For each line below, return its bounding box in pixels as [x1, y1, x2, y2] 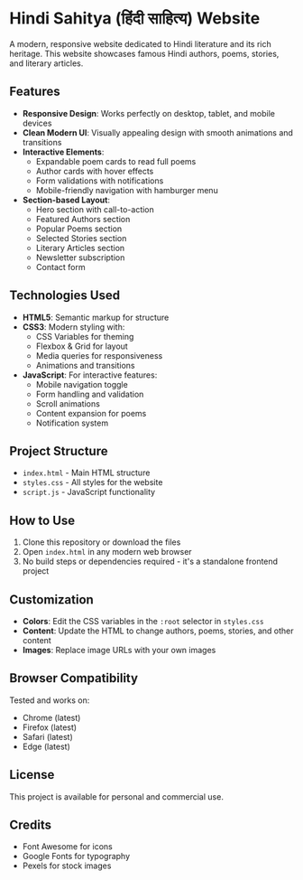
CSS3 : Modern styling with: [22, 321, 125, 332]
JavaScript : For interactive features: [22, 370, 158, 380]
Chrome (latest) [22, 712, 81, 723]
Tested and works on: [9, 695, 90, 706]
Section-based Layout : [22, 194, 111, 205]
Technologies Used [9, 288, 120, 304]
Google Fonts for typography [22, 851, 131, 862]
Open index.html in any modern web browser [22, 547, 192, 557]
